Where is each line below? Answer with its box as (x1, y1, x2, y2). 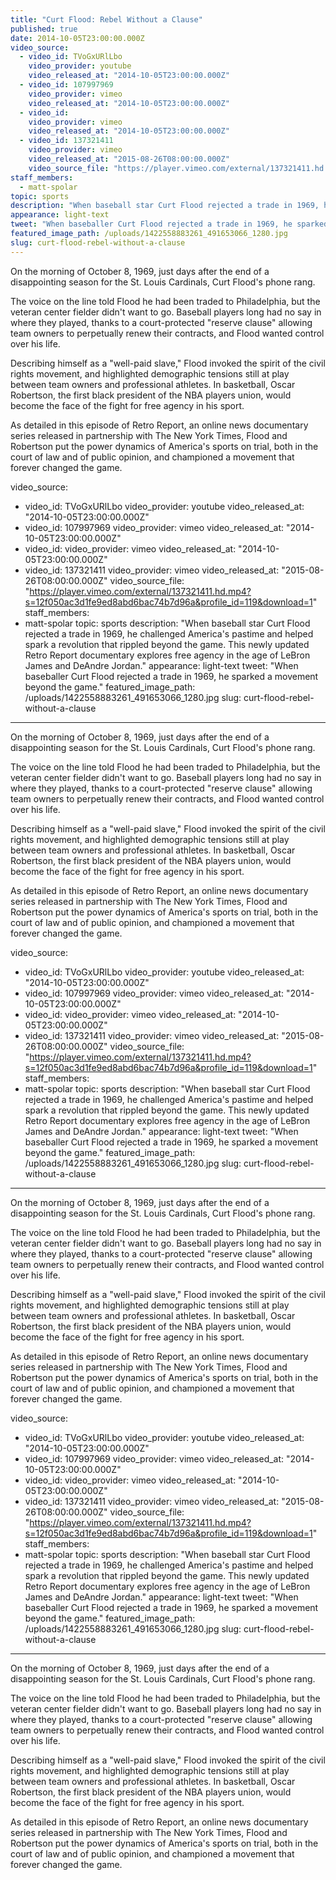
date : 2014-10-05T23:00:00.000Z (10, 33, 145, 43)
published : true (10, 24, 78, 34)
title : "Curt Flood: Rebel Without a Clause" (10, 14, 203, 25)
